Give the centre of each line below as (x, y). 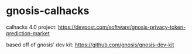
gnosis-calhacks (48, 11)
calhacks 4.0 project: (31, 27)
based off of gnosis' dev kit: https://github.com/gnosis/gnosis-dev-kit (90, 45)
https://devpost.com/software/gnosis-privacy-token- (122, 27)
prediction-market (28, 33)
